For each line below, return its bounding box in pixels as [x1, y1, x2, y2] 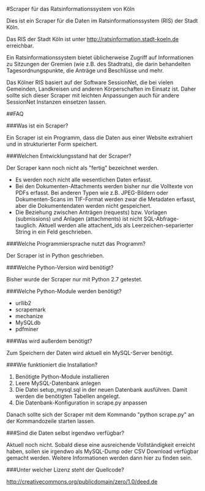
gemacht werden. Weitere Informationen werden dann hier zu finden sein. [6, 454, 193, 462]
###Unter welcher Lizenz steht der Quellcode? [6, 466, 124, 473]
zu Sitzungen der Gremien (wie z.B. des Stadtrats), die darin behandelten [6, 61, 191, 67]
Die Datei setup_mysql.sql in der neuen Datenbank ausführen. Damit [15, 386, 188, 393]
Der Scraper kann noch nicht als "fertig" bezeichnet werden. [6, 164, 159, 171]
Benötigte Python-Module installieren [15, 373, 110, 380]
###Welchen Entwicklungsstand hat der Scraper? [6, 153, 132, 159]
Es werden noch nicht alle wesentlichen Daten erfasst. [15, 176, 152, 183]
